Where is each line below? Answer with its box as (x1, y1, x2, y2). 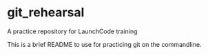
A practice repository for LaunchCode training (7, 27, 138, 35)
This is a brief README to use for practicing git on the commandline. (7, 40, 202, 48)
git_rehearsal (7, 5, 85, 20)
